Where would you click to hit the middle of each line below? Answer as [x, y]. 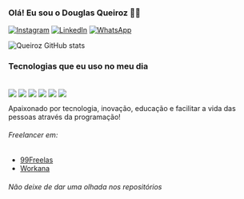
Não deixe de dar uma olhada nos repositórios [85, 186]
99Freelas [36, 160]
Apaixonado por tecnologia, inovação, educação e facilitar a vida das [122, 108]
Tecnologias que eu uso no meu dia [78, 66]
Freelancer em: [33, 135]
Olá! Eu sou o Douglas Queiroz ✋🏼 [75, 13]
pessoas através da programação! [65, 117]
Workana [35, 168]
